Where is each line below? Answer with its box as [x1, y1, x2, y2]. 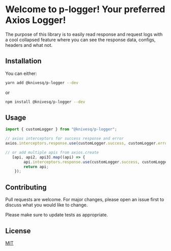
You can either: [5, 70, 37, 76]
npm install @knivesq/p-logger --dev [5, 99, 85, 104]
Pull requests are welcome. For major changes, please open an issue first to [5, 197, 164, 203]
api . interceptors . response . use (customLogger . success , [23, 159, 140, 164]
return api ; [23, 164, 49, 169]
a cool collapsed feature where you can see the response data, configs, [5, 37, 156, 43]
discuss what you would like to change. [5, 202, 88, 208]
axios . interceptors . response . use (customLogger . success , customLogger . [5, 141, 158, 146]
